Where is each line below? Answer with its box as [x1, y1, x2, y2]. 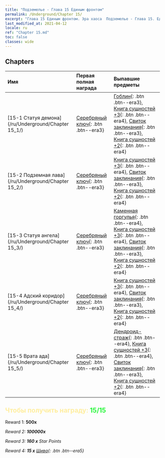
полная [76, 78, 94, 85]
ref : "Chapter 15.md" [5, 30, 50, 35]
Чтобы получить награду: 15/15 [5, 406, 107, 414]
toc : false [5, 35, 27, 40]
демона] [41, 114, 62, 121]
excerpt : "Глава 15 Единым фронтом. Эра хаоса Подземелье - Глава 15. [5, 16, 155, 21]
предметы [113, 81, 140, 88]
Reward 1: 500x [5, 419, 37, 425]
